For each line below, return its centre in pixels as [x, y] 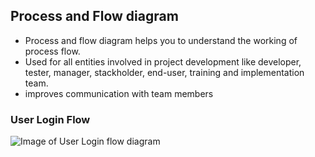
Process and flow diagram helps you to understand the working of [161, 40]
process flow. [52, 51]
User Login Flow [50, 119]
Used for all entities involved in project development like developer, [163, 61]
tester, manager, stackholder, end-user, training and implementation [164, 72]
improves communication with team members [119, 93]
